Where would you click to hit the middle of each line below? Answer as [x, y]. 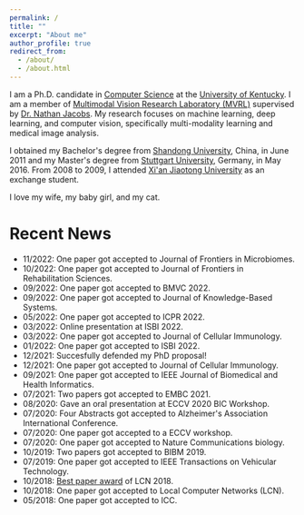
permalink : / [34, 18]
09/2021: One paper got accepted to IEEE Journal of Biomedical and [150, 374]
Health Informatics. [58, 384]
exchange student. [44, 179]
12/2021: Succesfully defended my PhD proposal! [114, 355]
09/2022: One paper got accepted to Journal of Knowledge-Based [147, 297]
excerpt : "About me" [49, 35]
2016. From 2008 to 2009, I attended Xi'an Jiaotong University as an [137, 170]
